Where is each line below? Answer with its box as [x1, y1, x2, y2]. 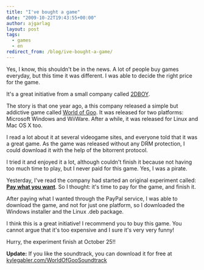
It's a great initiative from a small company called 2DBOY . [6, 90, 150, 98]
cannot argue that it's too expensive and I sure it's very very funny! [6, 226, 175, 233]
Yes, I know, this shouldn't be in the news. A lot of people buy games [6, 65, 179, 73]
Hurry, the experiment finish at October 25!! [6, 238, 116, 245]
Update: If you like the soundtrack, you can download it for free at [6, 250, 172, 257]
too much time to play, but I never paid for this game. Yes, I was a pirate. [6, 164, 188, 172]
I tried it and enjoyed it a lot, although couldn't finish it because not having [6, 158, 192, 166]
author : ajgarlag [6, 20, 51, 26]
